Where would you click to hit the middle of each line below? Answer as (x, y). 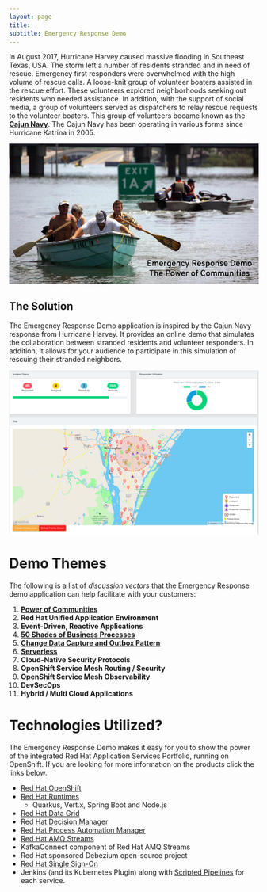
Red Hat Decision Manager (64, 821)
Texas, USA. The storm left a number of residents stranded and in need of (130, 65)
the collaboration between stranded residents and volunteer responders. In (132, 342)
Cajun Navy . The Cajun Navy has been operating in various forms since (126, 124)
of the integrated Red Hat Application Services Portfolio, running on (119, 756)
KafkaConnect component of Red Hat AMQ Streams (105, 847)
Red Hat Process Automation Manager (83, 830)
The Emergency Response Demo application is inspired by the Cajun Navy (130, 326)
